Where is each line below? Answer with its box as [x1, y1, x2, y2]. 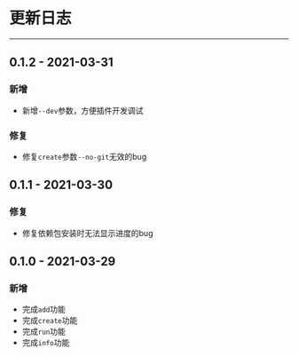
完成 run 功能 [21, 326, 67, 337]
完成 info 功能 [21, 337, 70, 348]
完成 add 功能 [21, 304, 67, 315]
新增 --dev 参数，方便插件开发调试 [21, 105, 144, 115]
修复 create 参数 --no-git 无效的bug [21, 151, 147, 162]
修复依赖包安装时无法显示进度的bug [21, 227, 153, 238]
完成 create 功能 [21, 315, 78, 326]
